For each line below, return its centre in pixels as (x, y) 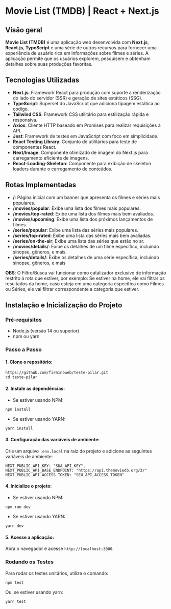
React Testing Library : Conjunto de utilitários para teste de (75, 142)
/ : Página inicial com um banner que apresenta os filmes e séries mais (86, 197)
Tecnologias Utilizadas (42, 80)
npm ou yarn (26, 337)
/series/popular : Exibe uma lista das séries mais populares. (76, 230)
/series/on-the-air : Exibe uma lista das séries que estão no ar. (78, 241)
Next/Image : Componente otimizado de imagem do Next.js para (80, 152)
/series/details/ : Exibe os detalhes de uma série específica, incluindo (86, 257)
